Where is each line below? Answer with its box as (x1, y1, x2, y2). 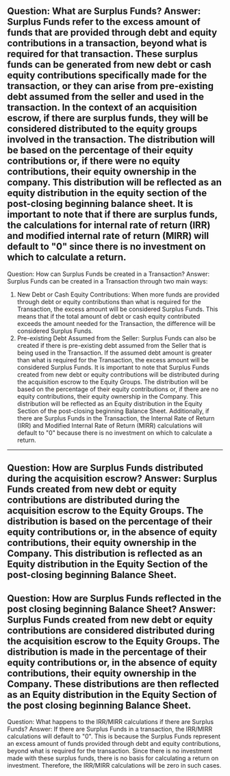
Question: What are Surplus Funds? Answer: (7, 5, 201, 17)
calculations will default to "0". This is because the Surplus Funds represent (7, 732, 221, 740)
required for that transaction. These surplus (7, 48, 199, 60)
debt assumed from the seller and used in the (7, 91, 204, 103)
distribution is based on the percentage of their (7, 516, 213, 527)
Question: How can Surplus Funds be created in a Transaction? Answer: (7, 270, 210, 278)
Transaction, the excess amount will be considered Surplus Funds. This (16, 305, 218, 313)
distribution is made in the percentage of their (7, 646, 207, 658)
